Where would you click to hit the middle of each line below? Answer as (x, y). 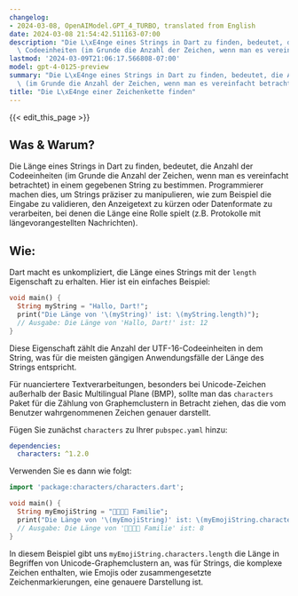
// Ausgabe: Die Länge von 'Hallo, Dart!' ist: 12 (113, 322)
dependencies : (35, 446)
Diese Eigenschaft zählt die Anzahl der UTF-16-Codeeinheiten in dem (136, 348)
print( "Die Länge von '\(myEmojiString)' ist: (105, 520)
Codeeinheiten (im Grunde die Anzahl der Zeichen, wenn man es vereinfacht (149, 176)
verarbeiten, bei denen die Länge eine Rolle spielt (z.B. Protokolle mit (135, 213)
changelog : (29, 17)
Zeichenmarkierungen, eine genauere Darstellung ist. (106, 582)
